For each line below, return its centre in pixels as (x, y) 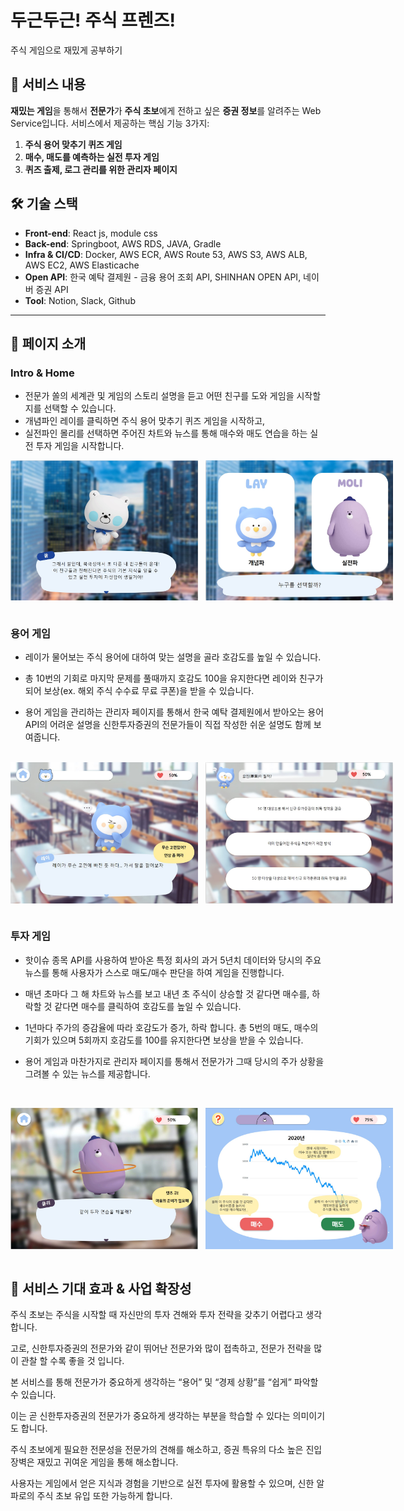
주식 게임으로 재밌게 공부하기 (66, 50)
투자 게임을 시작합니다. (80, 446)
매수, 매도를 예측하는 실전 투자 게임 (92, 157)
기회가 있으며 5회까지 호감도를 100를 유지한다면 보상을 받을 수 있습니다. (164, 1040)
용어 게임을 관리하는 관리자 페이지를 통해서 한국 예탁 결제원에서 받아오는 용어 (174, 712)
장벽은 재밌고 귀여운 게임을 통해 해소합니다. (94, 1462)
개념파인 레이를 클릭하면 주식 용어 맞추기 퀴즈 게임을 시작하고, (145, 421)
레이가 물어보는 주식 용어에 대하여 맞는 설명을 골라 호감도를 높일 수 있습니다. (173, 657)
